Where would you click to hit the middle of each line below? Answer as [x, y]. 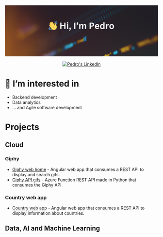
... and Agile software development [47, 107]
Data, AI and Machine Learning [53, 229]
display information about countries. [48, 213]
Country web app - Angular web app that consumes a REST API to [78, 208]
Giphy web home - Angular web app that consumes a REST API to [78, 169]
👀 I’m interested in [42, 84]
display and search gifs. [36, 174]
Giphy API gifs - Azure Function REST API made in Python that [74, 180]
